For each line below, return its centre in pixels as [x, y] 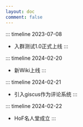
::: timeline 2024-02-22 [34, 106]
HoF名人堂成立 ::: [35, 118]
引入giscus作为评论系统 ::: [46, 94]
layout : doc [20, 12]
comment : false [24, 17]
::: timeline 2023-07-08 [34, 34]
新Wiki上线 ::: [30, 70]
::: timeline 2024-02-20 [34, 58]
